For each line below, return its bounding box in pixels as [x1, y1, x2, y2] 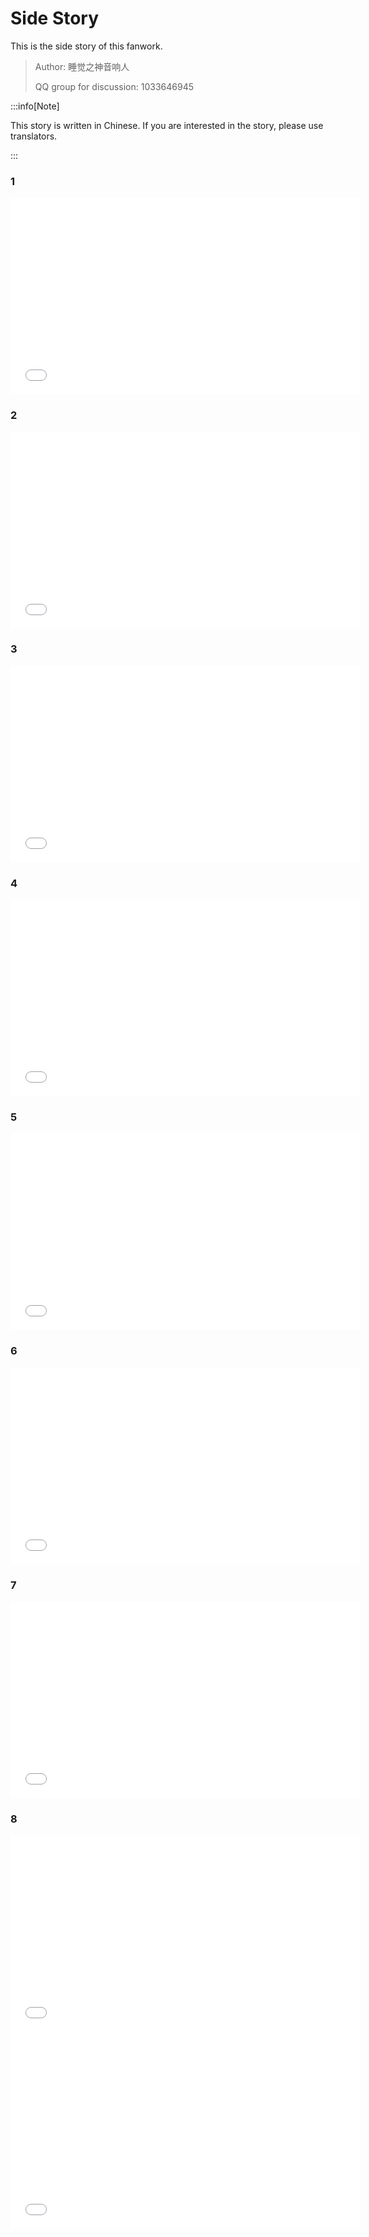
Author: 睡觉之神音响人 [34, 60, 130, 72]
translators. [10, 130, 58, 142]
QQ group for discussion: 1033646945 [34, 80, 195, 92]
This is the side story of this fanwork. [10, 40, 163, 52]
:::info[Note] [10, 100, 60, 112]
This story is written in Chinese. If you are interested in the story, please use [10, 119, 324, 131]
